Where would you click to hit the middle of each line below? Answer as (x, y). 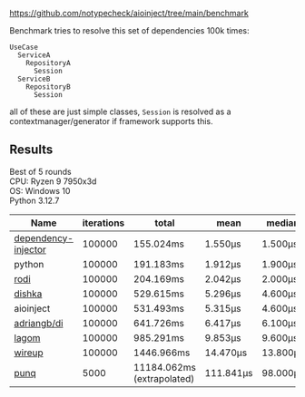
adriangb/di (39, 323)
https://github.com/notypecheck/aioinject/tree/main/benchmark (129, 13)
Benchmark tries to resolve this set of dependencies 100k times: (129, 30)
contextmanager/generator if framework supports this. (111, 121)
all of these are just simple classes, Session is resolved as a (120, 111)
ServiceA (34, 55)
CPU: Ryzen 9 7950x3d (53, 181)
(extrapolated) (164, 378)
